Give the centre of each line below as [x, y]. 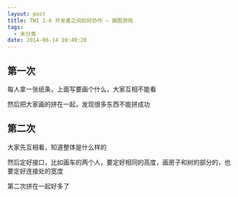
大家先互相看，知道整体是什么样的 [57, 147]
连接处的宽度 [45, 171]
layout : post [27, 14]
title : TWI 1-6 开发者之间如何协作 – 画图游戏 [70, 21]
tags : [15, 27]
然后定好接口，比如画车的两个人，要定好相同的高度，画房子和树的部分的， [116, 162]
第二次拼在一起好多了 [38, 186]
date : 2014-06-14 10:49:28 [47, 40]
